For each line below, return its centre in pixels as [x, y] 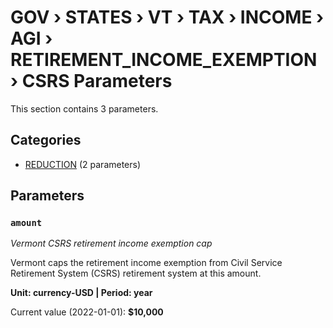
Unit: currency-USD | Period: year [81, 293]
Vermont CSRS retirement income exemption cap [111, 243]
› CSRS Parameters [91, 81]
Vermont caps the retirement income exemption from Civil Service [146, 263]
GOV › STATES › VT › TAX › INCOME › [167, 17]
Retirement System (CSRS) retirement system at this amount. [136, 273]
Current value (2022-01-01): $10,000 [87, 312]
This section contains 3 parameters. [84, 108]
